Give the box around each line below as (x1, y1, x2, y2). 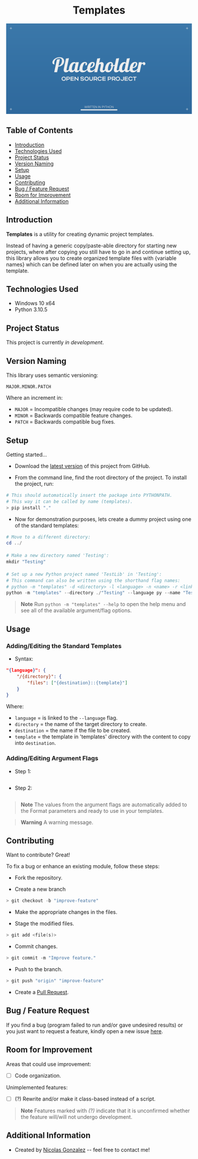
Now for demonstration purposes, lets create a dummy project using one (14, 515, 192, 523)
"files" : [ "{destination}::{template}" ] (27, 680, 128, 686)
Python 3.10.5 (14, 306, 48, 313)
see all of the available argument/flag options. (20, 607, 132, 614)
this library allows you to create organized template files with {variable (6, 255, 177, 262)
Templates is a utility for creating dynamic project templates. (6, 230, 154, 237)
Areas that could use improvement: (6, 1060, 91, 1067)
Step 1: (14, 767, 31, 774)
